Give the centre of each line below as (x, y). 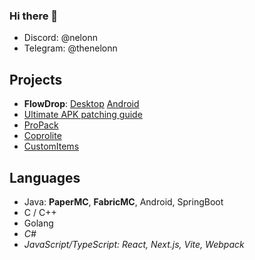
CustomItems (51, 146)
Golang (38, 223)
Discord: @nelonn (60, 38)
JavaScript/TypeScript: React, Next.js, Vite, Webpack (134, 244)
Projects (36, 79)
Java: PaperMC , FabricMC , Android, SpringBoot (123, 201)
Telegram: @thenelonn (70, 48)
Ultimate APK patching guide (83, 115)
